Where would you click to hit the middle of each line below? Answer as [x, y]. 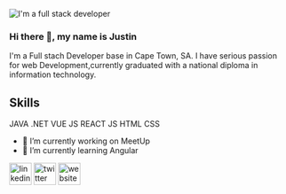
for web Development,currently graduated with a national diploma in [134, 66]
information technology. [53, 74]
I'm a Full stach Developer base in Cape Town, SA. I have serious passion [143, 56]
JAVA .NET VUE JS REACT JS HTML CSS [84, 124]
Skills [24, 102]
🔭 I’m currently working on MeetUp [86, 141]
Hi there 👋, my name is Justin [73, 36]
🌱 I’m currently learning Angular [80, 151]
